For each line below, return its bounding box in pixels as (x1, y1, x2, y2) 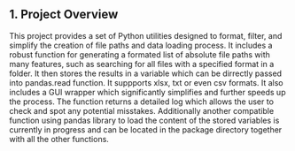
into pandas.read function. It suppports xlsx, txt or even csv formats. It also (9, 77, 283, 87)
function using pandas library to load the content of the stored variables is (9, 115, 280, 125)
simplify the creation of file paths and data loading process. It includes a (9, 40, 273, 50)
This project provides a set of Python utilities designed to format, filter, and (9, 30, 283, 41)
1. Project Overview (9, 7, 119, 22)
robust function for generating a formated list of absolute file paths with (9, 49, 270, 60)
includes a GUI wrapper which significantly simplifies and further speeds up (9, 87, 286, 97)
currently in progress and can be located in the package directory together (9, 124, 283, 135)
